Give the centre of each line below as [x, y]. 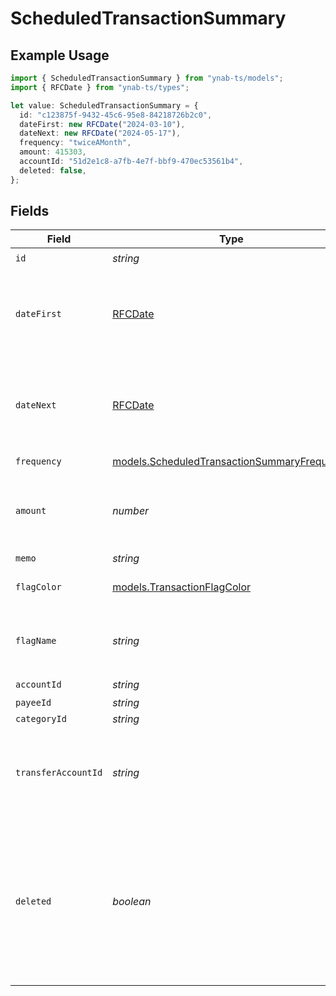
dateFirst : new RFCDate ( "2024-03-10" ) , [102, 124]
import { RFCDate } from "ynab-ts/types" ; [100, 87]
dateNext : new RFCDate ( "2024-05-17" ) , [100, 133]
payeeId [33, 703]
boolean [132, 902]
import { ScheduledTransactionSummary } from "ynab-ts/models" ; [147, 78]
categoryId [41, 719]
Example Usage [60, 55]
